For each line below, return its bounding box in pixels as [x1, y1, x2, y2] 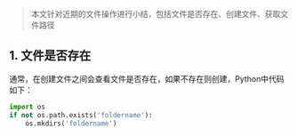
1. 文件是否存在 [9, 48, 92, 63]
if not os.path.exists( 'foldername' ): [9, 110, 153, 119]
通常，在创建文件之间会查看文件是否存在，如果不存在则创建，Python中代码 [9, 73, 285, 84]
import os [9, 102, 46, 111]
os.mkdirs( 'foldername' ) [25, 119, 117, 128]
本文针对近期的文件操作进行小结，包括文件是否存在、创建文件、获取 [30, 9, 281, 19]
